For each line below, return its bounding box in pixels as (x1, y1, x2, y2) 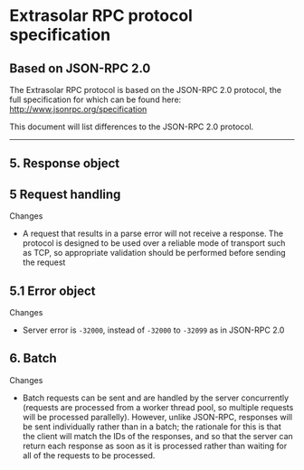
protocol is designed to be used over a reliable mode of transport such (22, 238, 286, 249)
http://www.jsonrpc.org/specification (9, 104, 147, 114)
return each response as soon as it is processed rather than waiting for (22, 440, 288, 451)
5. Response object (9, 155, 120, 172)
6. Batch (9, 351, 57, 366)
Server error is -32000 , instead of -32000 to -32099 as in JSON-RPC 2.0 (22, 324, 285, 335)
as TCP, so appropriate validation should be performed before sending (22, 248, 286, 258)
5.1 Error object (9, 283, 96, 298)
